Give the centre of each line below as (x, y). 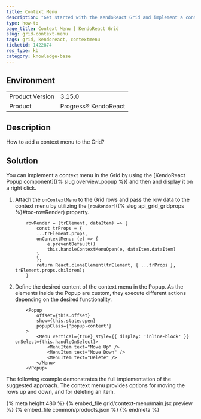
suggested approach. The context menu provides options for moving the (96, 385)
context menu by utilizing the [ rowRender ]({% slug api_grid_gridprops (99, 206)
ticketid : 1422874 (29, 45)
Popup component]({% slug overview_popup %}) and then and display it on (100, 182)
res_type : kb (22, 51)
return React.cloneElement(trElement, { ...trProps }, (106, 265)
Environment (31, 81)
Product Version (32, 96)
